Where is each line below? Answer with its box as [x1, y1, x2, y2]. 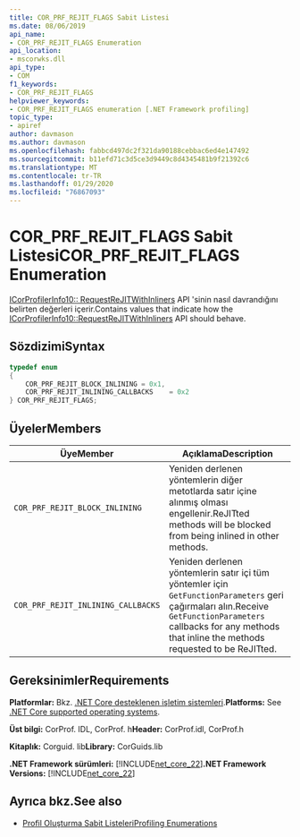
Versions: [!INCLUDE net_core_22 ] [9, 767, 136, 779]
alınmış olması [168, 496, 229, 508]
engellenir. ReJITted [168, 507, 250, 519]
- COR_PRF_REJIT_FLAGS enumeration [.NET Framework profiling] [9, 105, 250, 114]
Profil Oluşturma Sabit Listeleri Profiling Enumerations [21, 817, 218, 828]
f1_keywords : [9, 80, 58, 89]
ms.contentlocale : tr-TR [9, 171, 102, 180]
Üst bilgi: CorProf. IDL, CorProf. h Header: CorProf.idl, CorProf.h [9, 723, 244, 734]
